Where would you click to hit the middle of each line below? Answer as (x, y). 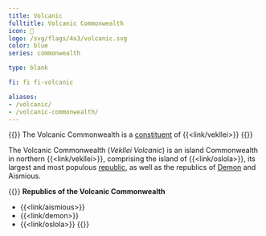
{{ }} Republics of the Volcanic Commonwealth (87, 192)
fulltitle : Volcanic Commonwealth (66, 23)
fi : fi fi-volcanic (41, 82)
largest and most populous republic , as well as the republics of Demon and (132, 168)
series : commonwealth (45, 53)
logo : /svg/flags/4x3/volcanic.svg (68, 38)
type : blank (28, 68)
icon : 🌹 (21, 31)
